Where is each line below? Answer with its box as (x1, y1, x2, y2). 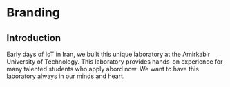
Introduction (6, 32, 61, 44)
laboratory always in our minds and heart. (6, 72, 125, 80)
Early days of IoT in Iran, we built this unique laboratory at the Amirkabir (6, 50, 211, 58)
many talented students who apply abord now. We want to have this (6, 65, 200, 73)
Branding (6, 5, 60, 21)
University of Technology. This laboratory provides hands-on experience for (6, 58, 223, 66)
